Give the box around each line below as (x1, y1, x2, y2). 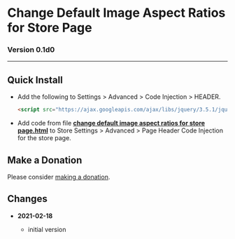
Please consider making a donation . (7, 172, 111, 181)
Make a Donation (7, 154, 83, 166)
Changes (7, 193, 48, 205)
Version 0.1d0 (7, 45, 55, 55)
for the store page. (17, 134, 71, 142)
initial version (27, 225, 66, 233)
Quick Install (7, 74, 63, 86)
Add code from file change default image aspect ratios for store (17, 119, 205, 128)
